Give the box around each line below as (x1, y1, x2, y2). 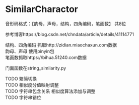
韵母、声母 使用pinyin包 (5, 48, 54, 54)
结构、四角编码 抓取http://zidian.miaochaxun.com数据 (5, 41, 117, 48)
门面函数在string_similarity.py (5, 65, 66, 71)
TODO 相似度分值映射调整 (5, 81, 59, 88)
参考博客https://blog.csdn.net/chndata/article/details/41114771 (5, 31, 134, 37)
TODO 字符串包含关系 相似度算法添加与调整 (5, 88, 96, 94)
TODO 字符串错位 (5, 94, 42, 100)
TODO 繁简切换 (5, 75, 37, 81)
